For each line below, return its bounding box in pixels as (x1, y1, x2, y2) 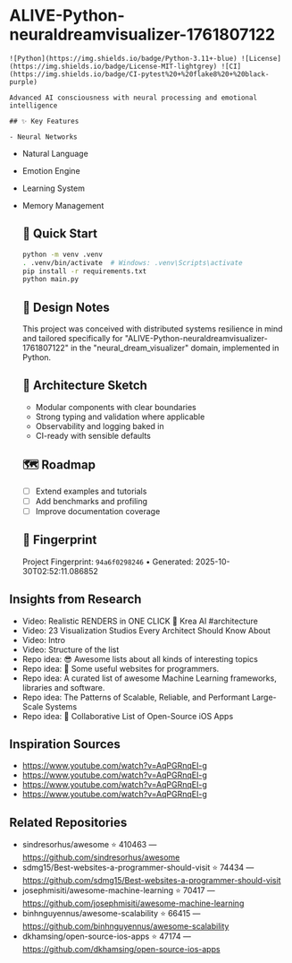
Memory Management (21, 200, 104, 211)
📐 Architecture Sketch (21, 378, 147, 393)
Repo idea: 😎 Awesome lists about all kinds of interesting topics (21, 653, 259, 664)
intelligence (9, 100, 58, 110)
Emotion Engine (21, 165, 80, 176)
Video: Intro (21, 634, 65, 645)
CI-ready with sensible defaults (35, 430, 152, 441)
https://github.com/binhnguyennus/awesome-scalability (21, 921, 229, 932)
